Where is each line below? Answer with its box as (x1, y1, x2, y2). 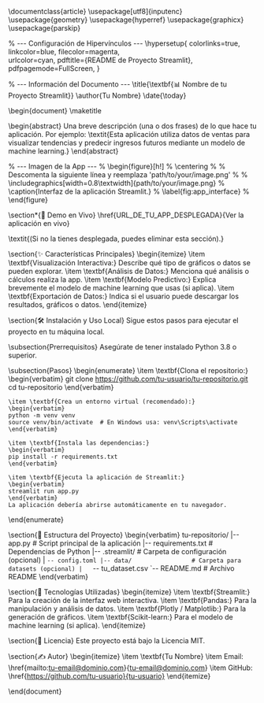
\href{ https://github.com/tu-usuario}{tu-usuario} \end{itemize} (8, 672, 211, 680)
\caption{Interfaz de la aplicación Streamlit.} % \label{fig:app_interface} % (8, 187, 250, 196)
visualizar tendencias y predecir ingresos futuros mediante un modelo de (8, 138, 246, 147)
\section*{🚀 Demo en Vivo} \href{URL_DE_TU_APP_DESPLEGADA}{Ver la (8, 210, 244, 220)
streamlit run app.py (8, 487, 80, 495)
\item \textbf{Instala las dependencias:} (8, 439, 150, 447)
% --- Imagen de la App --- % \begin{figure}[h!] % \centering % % (8, 161, 226, 171)
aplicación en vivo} (8, 219, 70, 228)
